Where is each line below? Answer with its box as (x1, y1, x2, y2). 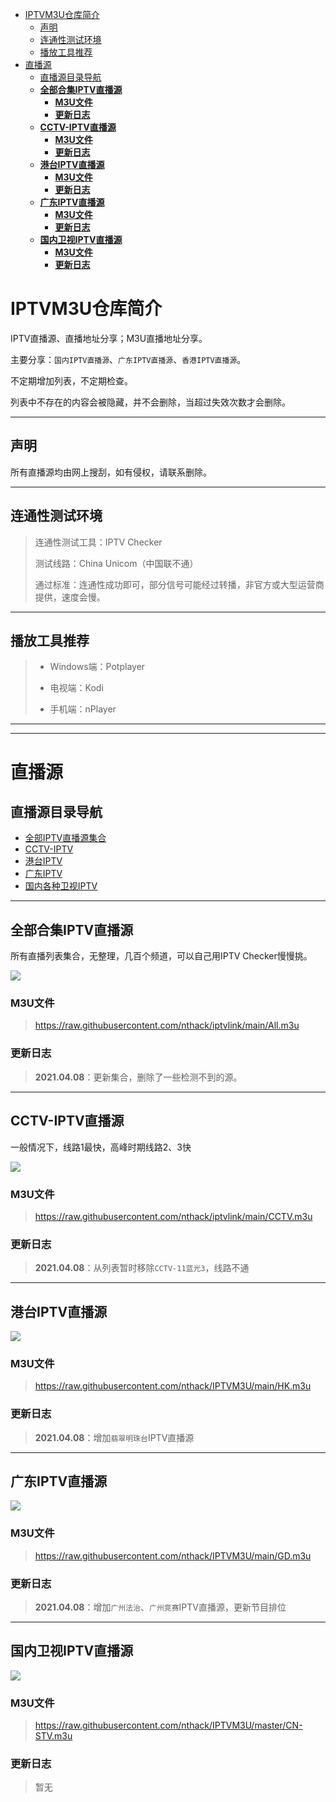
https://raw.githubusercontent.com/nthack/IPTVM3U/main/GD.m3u (34, 1549, 312, 1562)
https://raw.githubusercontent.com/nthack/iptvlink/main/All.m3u (34, 1019, 300, 1032)
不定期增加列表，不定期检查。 (10, 374, 133, 387)
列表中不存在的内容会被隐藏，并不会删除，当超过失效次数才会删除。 (10, 396, 291, 408)
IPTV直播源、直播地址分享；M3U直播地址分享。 (10, 332, 208, 344)
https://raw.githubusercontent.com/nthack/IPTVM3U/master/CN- (34, 1719, 303, 1732)
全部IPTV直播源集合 (24, 832, 107, 844)
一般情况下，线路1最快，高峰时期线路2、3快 (10, 1141, 192, 1153)
